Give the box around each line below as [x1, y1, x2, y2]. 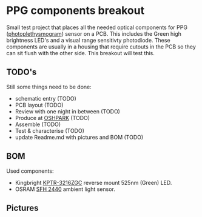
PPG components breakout [6, 4, 144, 18]
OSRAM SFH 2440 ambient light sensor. [15, 185, 115, 193]
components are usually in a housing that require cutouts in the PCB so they [6, 43, 196, 50]
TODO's [6, 67, 37, 78]
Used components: [6, 167, 54, 175]
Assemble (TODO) [15, 121, 61, 128]
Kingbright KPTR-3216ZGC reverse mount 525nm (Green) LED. [15, 179, 172, 186]
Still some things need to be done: [6, 83, 92, 90]
